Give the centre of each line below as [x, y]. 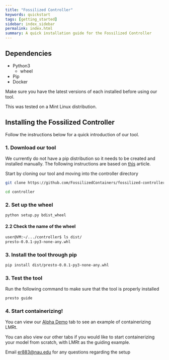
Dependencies [28, 54]
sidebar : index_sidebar [30, 24]
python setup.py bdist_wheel [36, 215]
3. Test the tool [24, 278]
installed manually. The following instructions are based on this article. [78, 163]
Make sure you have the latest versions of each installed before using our [81, 92]
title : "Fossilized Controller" [39, 10]
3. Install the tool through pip [41, 254]
